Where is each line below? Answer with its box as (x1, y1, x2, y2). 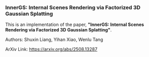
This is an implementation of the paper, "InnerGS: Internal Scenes (5, 21, 144, 27)
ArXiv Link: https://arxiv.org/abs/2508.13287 (5, 46, 98, 52)
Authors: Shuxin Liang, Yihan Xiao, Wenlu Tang (5, 36, 103, 42)
